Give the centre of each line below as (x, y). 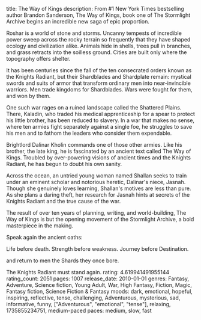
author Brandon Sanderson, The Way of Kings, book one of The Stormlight (98, 15)
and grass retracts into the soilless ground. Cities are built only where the (97, 52)
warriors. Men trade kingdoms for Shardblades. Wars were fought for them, (100, 89)
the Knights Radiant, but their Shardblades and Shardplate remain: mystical (99, 77)
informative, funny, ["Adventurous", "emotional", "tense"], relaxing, (88, 304)
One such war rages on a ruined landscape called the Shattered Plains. (94, 107)
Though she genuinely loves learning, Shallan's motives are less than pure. (99, 188)
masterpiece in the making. (40, 226)
